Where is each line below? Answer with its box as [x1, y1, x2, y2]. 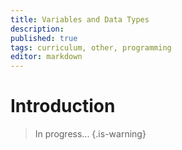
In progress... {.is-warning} [34, 128, 147, 140]
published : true [10, 33, 78, 43]
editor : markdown [10, 52, 83, 62]
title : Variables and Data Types [10, 14, 150, 25]
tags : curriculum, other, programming [10, 42, 172, 53]
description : [10, 24, 65, 34]
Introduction [10, 95, 116, 118]
